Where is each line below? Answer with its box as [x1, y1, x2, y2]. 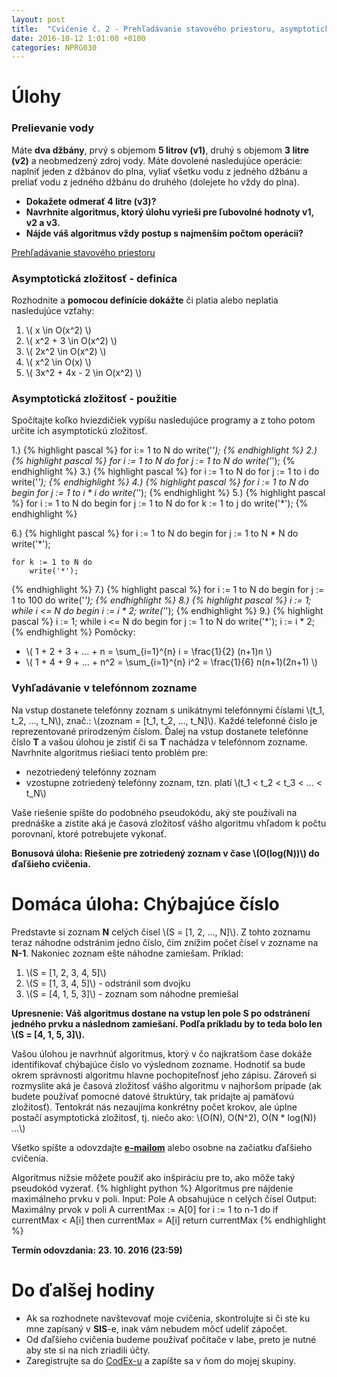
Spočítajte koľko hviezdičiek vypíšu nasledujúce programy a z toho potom [11, 414, 316, 426]
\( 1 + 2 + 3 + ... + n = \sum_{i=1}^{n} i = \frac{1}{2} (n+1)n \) [25, 646, 273, 658]
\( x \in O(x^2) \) [25, 324, 92, 336]
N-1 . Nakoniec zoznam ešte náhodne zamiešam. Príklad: [11, 947, 244, 959]
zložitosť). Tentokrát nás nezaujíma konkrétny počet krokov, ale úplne [11, 1101, 298, 1113]
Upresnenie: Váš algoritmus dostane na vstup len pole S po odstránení [11, 1007, 311, 1019]
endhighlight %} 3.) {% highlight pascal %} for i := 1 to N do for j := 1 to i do [11, 466, 320, 478]
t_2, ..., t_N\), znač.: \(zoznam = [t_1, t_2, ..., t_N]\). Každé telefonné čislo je [11, 714, 318, 726]
